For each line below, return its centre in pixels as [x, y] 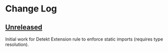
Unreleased [24, 27]
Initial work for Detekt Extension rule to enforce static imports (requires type [84, 39]
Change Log [31, 9]
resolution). [17, 44]
